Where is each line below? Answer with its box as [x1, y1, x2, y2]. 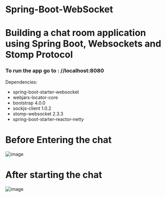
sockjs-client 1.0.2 [12, 105, 51, 111]
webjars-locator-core [12, 94, 58, 101]
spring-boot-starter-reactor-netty [12, 116, 84, 122]
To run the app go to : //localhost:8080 [5, 67, 104, 74]
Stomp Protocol [5, 49, 73, 61]
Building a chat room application [5, 27, 146, 39]
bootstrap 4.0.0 [12, 100, 46, 106]
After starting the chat [5, 169, 102, 181]
